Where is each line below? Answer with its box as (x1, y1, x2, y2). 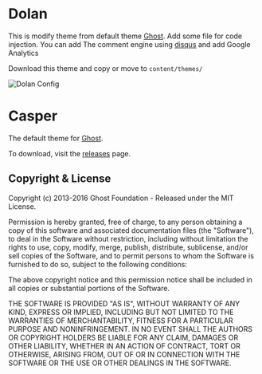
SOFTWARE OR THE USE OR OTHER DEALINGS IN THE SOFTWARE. (8, 358, 232, 368)
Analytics (8, 48, 39, 57)
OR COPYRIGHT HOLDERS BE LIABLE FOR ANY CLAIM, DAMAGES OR (8, 333, 239, 342)
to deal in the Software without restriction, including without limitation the (8, 234, 248, 243)
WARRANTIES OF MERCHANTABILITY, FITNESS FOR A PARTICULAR (8, 316, 233, 325)
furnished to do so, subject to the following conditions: (8, 259, 187, 269)
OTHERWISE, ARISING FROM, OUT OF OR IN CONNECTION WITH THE (8, 349, 240, 359)
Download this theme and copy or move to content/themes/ (8, 63, 203, 73)
